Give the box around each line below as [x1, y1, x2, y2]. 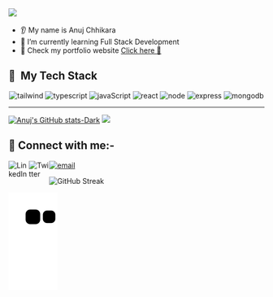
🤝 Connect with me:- [8, 138, 115, 153]
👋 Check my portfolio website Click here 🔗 [19, 46, 162, 55]
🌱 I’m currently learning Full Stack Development [19, 37, 180, 46]
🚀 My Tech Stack [8, 69, 97, 83]
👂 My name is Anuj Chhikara [19, 25, 116, 35]
